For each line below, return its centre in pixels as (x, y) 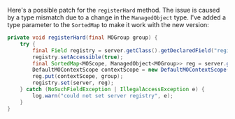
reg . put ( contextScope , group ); (78, 77)
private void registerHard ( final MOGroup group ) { (83, 38)
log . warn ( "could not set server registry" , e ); (103, 96)
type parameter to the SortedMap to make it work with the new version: (108, 25)
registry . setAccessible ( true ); (78, 57)
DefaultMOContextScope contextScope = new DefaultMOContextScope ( (131, 70)
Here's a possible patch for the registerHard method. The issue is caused (114, 10)
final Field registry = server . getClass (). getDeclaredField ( (123, 50)
